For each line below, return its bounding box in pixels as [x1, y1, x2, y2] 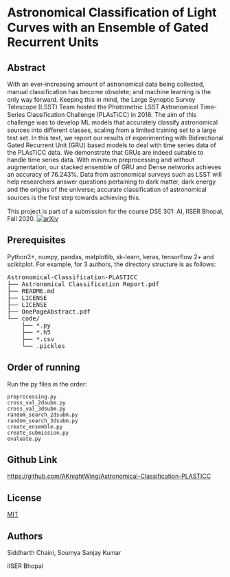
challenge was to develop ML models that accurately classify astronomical [7, 118, 218, 127]
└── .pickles [21, 342, 65, 350]
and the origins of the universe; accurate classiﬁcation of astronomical [7, 186, 207, 193]
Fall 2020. [7, 215, 36, 223]
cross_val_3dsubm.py [7, 405, 67, 412]
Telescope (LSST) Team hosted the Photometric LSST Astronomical [7, 103, 199, 111]
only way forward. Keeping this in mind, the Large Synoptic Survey [7, 96, 196, 103]
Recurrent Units [7, 34, 100, 50]
